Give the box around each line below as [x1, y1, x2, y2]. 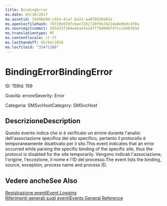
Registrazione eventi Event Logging [5, 190, 77, 196]
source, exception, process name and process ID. [5, 162, 107, 168]
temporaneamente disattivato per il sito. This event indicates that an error [5, 141, 155, 147]
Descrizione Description [5, 116, 81, 125]
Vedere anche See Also [5, 176, 78, 185]
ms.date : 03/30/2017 [5, 12, 48, 17]
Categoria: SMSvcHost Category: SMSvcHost [5, 102, 98, 108]
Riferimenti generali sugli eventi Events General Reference [5, 195, 123, 201]
